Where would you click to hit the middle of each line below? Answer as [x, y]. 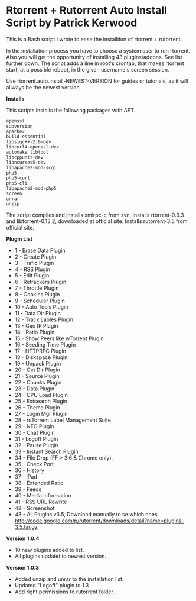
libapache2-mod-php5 [32, 188]
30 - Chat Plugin [35, 432]
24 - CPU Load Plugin [41, 395]
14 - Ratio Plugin [35, 332]
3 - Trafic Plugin [34, 263]
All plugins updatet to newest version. [61, 556]
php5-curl [18, 178]
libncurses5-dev [26, 162]
